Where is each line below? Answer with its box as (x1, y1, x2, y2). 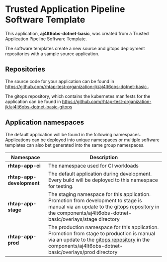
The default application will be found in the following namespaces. (5, 131, 141, 137)
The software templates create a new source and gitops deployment (5, 45, 145, 51)
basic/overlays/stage (48, 215, 98, 222)
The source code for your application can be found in (5, 78, 114, 84)
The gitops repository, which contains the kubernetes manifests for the (5, 93, 151, 99)
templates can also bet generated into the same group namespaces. (5, 142, 145, 148)
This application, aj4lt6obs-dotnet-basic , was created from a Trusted (5, 30, 149, 36)
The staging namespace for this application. (48, 190, 151, 197)
